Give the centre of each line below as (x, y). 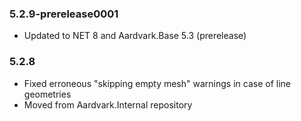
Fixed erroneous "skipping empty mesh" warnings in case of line (157, 83)
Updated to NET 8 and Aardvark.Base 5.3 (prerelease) (135, 36)
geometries (47, 94)
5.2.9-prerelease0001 (64, 14)
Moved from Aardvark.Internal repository (108, 104)
